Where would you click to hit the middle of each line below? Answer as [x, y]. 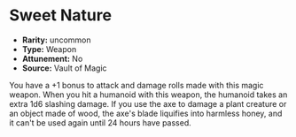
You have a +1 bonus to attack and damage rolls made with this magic [136, 85]
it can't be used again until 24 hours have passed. [101, 122]
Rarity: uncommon [56, 40]
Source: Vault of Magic [65, 68]
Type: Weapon [49, 49]
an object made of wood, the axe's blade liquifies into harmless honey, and [146, 113]
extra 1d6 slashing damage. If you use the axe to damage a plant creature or [148, 103]
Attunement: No [52, 58]
